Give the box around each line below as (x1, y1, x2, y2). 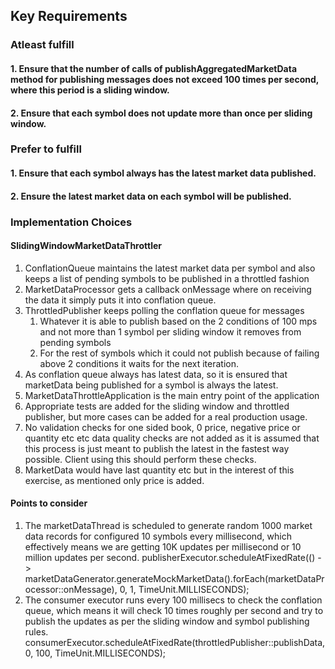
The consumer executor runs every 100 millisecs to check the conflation (24, 594, 323, 606)
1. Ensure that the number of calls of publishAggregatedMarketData (10, 62, 298, 74)
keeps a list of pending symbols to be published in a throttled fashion (24, 272, 310, 284)
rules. (24, 625, 49, 638)
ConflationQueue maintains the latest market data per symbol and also (24, 262, 316, 274)
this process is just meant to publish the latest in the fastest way (24, 442, 290, 454)
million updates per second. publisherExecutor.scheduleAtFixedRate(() (24, 551, 316, 563)
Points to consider (10, 497, 88, 509)
